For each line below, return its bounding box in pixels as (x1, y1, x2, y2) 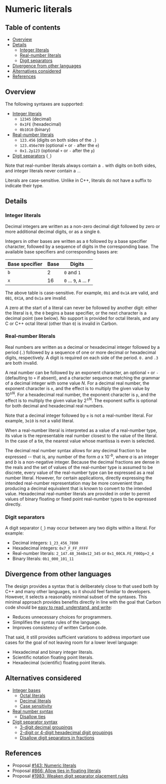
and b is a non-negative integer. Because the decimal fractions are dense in (5, 459, 160, 465)
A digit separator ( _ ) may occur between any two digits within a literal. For (5, 525, 156, 531)
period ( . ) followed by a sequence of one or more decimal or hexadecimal (5, 349, 156, 355)
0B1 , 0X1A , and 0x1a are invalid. (5, 295, 67, 301)
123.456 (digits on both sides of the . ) (19, 137, 97, 143)
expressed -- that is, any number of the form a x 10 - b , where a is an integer (5, 453, 159, 460)
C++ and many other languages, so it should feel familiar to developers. (5, 588, 152, 594)
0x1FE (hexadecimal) (19, 121, 61, 127)
